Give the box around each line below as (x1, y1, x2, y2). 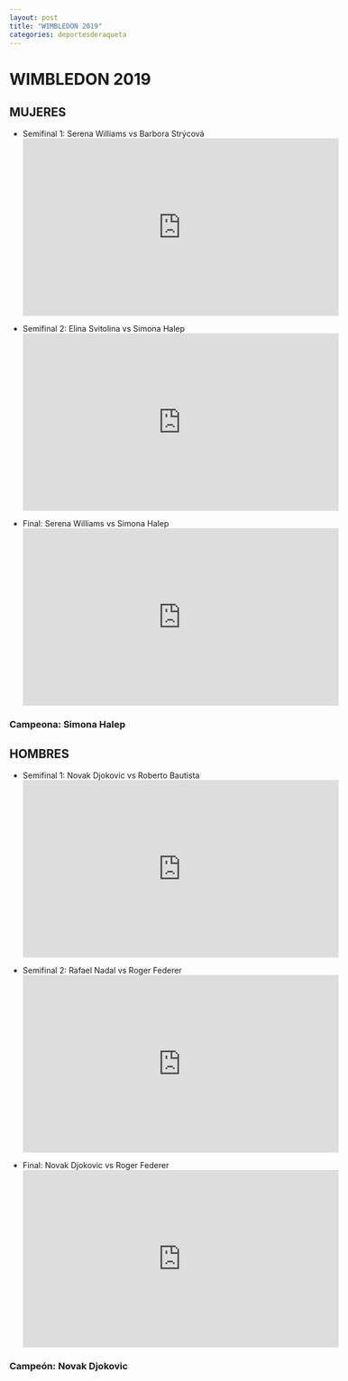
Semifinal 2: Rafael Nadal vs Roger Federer (22, 965, 182, 976)
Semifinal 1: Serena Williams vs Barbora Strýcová (22, 128, 205, 140)
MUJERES (9, 105, 67, 120)
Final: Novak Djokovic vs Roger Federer (22, 1160, 169, 1171)
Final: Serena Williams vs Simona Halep (22, 518, 169, 529)
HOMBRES (9, 745, 69, 762)
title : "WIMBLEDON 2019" (9, 22, 103, 31)
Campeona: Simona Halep (9, 718, 126, 731)
